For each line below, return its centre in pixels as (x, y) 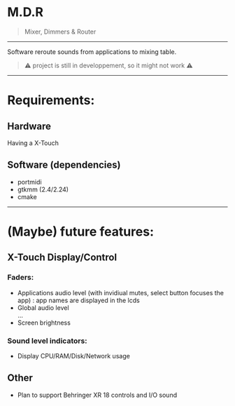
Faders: (21, 278)
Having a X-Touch (33, 143)
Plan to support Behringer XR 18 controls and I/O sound (97, 395)
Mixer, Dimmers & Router (60, 32)
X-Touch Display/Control (62, 258)
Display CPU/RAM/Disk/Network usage (74, 356)
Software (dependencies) (64, 165)
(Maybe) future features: (81, 231)
